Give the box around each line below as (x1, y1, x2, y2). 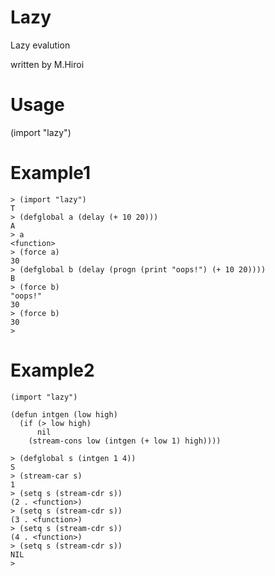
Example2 (10, 359, 95, 381)
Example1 (10, 162, 92, 185)
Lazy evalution (10, 39, 71, 51)
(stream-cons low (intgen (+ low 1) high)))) (28, 436, 222, 446)
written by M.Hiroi (10, 58, 85, 70)
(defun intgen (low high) (10, 409, 118, 420)
